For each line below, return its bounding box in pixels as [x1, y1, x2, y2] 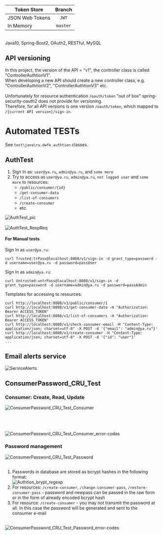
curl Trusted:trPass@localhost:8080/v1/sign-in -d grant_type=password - [5, 256, 158, 261]
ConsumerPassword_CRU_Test [5, 379, 101, 387]
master [55, 23, 72, 28]
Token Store [14, 6, 44, 13]
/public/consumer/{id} [19, 185, 66, 190]
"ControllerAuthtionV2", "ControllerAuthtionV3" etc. [5, 82, 108, 88]
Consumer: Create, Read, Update [5, 394, 85, 401]
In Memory [7, 22, 33, 29]
